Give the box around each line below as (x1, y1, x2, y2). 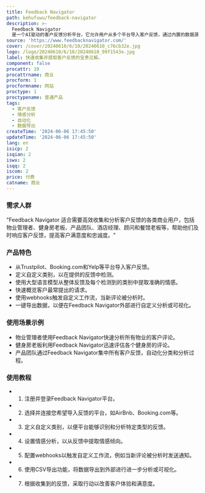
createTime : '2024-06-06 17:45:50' (6, 129, 97, 135)
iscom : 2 (6, 168, 29, 175)
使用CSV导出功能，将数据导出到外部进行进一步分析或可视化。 (24, 466, 180, 473)
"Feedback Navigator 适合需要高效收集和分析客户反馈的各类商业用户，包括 (6, 216, 195, 224)
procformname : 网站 (6, 83, 54, 89)
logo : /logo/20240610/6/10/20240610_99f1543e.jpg (6, 49, 135, 55)
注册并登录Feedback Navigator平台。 (24, 395, 118, 402)
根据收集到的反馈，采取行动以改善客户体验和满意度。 (24, 480, 159, 487)
